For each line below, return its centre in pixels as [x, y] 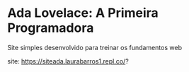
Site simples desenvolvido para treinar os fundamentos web [95, 47]
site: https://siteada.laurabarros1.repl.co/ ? [68, 61]
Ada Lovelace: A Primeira [83, 13]
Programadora [51, 28]
